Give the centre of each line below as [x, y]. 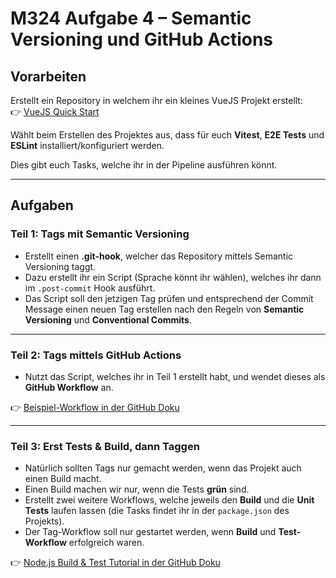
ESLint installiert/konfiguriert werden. [87, 145]
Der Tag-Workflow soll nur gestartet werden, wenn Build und [150, 532]
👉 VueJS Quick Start [55, 111]
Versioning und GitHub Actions [142, 39]
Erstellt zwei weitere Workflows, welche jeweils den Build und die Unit [169, 500]
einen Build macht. [63, 479]
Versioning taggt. [60, 266]
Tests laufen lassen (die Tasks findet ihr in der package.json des [157, 511]
